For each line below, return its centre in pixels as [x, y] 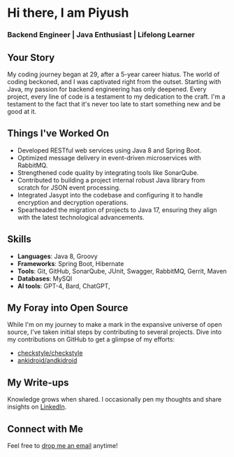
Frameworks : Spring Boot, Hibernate [71, 263]
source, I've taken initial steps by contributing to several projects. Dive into [115, 332]
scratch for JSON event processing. [69, 188]
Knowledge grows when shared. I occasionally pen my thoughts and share [115, 400]
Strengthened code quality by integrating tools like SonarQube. [108, 172]
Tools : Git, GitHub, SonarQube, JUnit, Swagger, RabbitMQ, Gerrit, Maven [122, 271]
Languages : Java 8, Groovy [57, 256]
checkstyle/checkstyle [50, 353]
